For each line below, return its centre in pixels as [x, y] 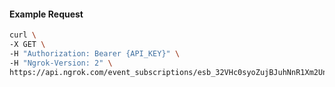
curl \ [23, 35]
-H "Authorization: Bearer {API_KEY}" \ [95, 53]
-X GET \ [27, 45]
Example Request [46, 14]
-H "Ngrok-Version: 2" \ [61, 63]
